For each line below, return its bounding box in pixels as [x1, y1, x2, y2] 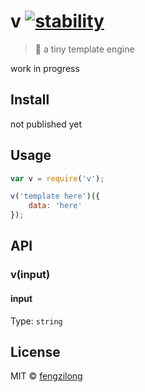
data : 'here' [28, 201, 83, 211]
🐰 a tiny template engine [34, 43, 135, 55]
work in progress [10, 62, 80, 74]
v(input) [10, 268, 51, 282]
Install [10, 91, 50, 109]
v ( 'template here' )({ [10, 191, 101, 202]
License [10, 343, 61, 360]
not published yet [10, 118, 83, 130]
